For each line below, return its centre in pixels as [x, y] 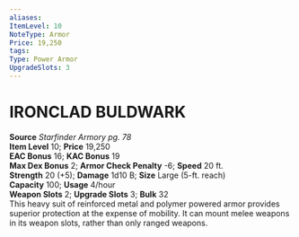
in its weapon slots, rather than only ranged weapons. [109, 223]
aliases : [26, 18]
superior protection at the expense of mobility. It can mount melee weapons [149, 213]
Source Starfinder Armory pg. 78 [70, 136]
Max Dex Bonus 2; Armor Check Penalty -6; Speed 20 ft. [117, 165]
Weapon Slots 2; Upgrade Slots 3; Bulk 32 [89, 194]
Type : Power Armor [44, 59]
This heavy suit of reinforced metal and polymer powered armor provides [145, 204]
